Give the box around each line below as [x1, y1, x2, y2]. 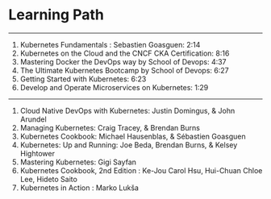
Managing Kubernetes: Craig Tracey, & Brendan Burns [19, 122, 200, 132]
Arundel [19, 114, 47, 124]
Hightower [19, 148, 55, 158]
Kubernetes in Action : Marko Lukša [19, 183, 140, 193]
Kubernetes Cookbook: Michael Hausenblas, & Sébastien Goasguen [19, 131, 246, 141]
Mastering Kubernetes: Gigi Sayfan [19, 157, 137, 167]
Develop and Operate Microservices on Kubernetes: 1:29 [19, 82, 209, 92]
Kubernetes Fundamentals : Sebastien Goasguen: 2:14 [19, 39, 201, 49]
